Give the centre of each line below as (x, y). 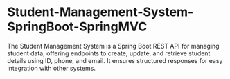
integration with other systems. (51, 68)
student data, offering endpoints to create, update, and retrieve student (109, 53)
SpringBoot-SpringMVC (77, 27)
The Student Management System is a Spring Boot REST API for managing (113, 46)
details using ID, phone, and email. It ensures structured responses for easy (115, 60)
